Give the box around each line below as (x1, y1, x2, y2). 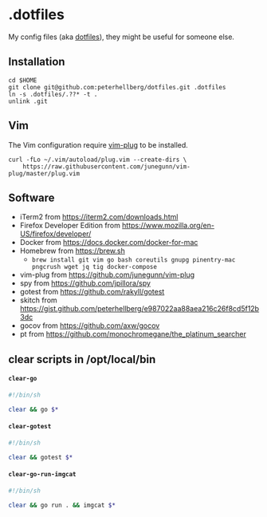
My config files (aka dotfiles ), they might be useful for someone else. (8, 32, 235, 41)
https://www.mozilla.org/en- (122, 221, 215, 231)
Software (8, 191, 55, 204)
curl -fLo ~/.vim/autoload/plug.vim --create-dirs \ (8, 156, 187, 164)
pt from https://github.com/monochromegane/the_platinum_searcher (19, 330, 247, 339)
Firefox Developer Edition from (19, 221, 121, 231)
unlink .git (8, 97, 48, 105)
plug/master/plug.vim (8, 169, 80, 177)
